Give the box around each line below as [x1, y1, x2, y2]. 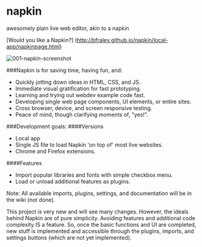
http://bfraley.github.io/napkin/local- [76, 36, 168, 43]
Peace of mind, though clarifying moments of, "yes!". [15, 111, 148, 118]
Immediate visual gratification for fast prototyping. [15, 84, 142, 92]
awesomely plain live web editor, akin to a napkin [6, 24, 129, 32]
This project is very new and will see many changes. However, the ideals [6, 208, 189, 215]
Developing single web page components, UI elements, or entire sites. [15, 98, 192, 105]
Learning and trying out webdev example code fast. [15, 91, 145, 98]
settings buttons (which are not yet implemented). [6, 234, 132, 241]
